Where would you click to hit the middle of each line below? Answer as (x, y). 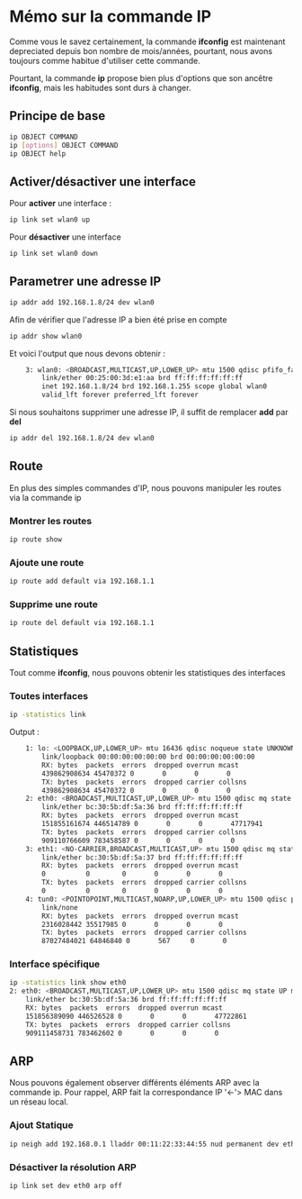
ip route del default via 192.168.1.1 (82, 623)
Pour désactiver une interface (65, 237)
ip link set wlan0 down (54, 254)
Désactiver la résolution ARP (73, 1167)
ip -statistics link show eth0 (68, 983)
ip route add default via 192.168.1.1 (82, 581)
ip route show (36, 539)
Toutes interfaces (49, 695)
